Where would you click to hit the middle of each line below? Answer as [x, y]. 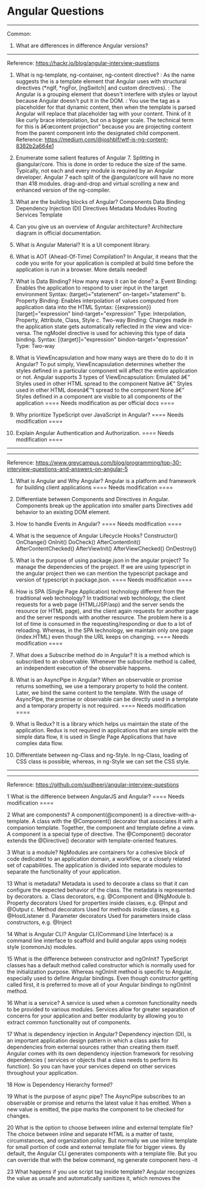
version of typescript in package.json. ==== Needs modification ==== [104, 580]
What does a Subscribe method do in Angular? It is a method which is [103, 655]
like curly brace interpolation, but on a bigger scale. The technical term [105, 120]
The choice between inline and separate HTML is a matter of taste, [91, 1134]
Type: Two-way [35, 346]
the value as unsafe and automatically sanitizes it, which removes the [94, 1178]
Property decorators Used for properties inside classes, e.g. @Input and [97, 903]
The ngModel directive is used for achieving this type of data [109, 333]
